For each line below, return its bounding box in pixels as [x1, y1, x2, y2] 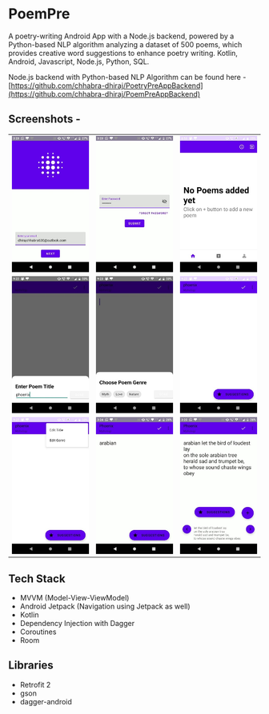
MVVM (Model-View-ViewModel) [19, 593, 130, 603]
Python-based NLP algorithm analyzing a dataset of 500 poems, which [8, 39, 243, 49]
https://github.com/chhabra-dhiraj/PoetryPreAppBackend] [10, 81, 203, 90]
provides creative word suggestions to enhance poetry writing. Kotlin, [8, 48, 239, 58]
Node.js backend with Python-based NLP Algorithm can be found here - [8, 72, 247, 82]
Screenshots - [8, 113, 82, 126]
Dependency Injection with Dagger [19, 619, 134, 628]
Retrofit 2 [19, 680, 51, 689]
